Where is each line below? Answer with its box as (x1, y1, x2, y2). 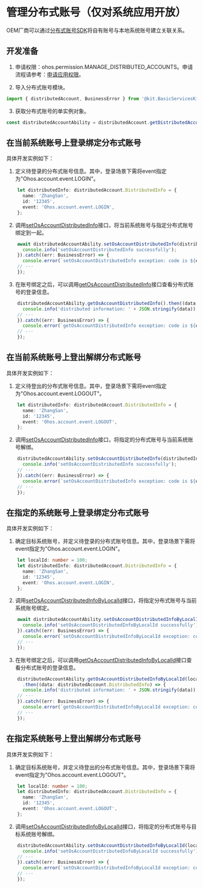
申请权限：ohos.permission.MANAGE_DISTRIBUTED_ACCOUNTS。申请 (14, 63, 193, 70)
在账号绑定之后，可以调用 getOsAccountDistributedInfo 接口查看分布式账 (14, 280, 194, 288)
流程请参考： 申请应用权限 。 (14, 71, 85, 78)
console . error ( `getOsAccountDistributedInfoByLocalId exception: (22, 704, 190, 710)
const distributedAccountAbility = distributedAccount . (6, 119, 150, 126)
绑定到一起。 (14, 229, 47, 236)
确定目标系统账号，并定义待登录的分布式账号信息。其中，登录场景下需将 (14, 538, 195, 545)
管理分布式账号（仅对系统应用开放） (6, 5, 187, 19)
